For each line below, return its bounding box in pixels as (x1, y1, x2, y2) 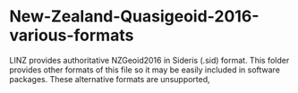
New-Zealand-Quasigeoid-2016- (9, 6, 260, 27)
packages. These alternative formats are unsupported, (9, 73, 210, 84)
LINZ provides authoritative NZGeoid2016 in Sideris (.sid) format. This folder (9, 55, 290, 65)
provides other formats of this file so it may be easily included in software (9, 64, 280, 75)
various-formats (9, 25, 134, 46)
